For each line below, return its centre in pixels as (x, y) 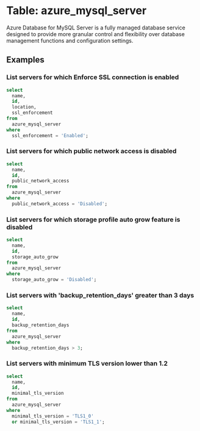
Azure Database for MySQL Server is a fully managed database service (96, 28)
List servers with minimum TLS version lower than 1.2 (87, 364)
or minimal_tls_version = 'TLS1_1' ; (58, 422)
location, (24, 107)
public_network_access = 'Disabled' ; (60, 204)
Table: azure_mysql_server (77, 11)
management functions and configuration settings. (70, 40)
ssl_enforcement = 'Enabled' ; (50, 135)
